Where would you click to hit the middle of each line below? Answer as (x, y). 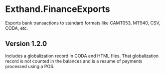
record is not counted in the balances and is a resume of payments (74, 61)
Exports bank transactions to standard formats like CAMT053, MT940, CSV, (83, 23)
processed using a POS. (30, 66)
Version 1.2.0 (26, 44)
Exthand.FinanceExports (58, 9)
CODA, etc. (17, 28)
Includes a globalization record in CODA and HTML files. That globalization (82, 56)
